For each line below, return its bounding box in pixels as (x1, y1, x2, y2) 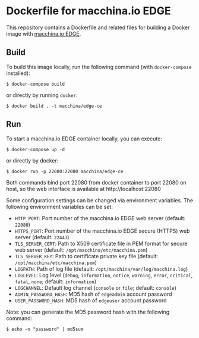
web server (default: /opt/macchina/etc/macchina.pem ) (14, 246, 148, 253)
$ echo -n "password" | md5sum (6, 326, 84, 332)
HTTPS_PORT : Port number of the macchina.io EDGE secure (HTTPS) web (14, 227, 190, 234)
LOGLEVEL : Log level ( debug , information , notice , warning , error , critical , (14, 271, 193, 278)
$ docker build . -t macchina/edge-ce (6, 103, 102, 109)
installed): (6, 70, 31, 77)
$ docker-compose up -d (6, 146, 65, 152)
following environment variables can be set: (6, 203, 113, 210)
